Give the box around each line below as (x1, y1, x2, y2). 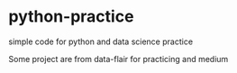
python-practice (8, 6, 134, 27)
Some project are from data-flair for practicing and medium (8, 53, 229, 64)
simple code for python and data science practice (8, 36, 194, 47)
